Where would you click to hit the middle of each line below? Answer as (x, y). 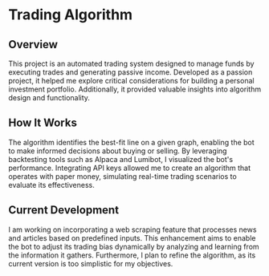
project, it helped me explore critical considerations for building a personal (131, 81)
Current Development (63, 210)
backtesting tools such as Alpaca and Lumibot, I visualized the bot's (121, 159)
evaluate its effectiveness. (51, 185)
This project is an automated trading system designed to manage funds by (131, 63)
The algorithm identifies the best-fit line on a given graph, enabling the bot (131, 142)
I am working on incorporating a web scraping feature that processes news (132, 229)
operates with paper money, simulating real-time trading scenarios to (122, 176)
